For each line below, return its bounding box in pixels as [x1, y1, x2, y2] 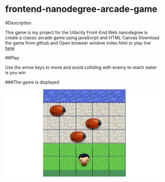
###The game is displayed [5, 79, 59, 85]
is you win [5, 69, 26, 75]
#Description [5, 20, 32, 26]
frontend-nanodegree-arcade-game [5, 3, 158, 15]
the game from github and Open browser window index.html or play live [5, 40, 151, 45]
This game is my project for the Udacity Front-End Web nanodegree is [5, 29, 148, 35]
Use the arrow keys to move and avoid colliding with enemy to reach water [5, 64, 157, 70]
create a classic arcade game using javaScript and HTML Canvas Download [5, 35, 160, 41]
